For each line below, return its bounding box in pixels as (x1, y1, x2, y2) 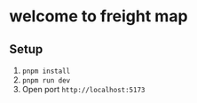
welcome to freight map (9, 6, 188, 27)
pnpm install (21, 67, 71, 75)
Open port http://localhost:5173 (21, 84, 146, 94)
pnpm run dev (21, 76, 71, 85)
